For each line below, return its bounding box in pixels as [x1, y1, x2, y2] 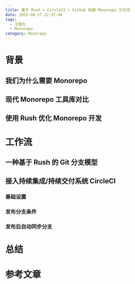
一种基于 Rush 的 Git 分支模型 [5, 158, 98, 167]
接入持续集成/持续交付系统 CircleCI [5, 177, 116, 185]
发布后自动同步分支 [5, 223, 52, 230]
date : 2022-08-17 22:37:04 [5, 12, 63, 17]
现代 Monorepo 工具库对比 [5, 95, 89, 104]
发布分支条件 [5, 208, 37, 215]
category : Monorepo [5, 31, 47, 36]
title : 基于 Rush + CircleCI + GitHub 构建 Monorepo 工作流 [5, 7, 130, 13]
